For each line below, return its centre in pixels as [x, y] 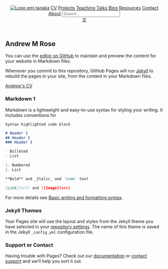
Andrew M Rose [31, 44]
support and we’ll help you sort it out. [44, 261]
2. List [13, 170]
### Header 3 [19, 142]
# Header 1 [17, 133]
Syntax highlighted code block [38, 124]
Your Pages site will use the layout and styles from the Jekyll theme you [79, 221]
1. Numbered [18, 165]
